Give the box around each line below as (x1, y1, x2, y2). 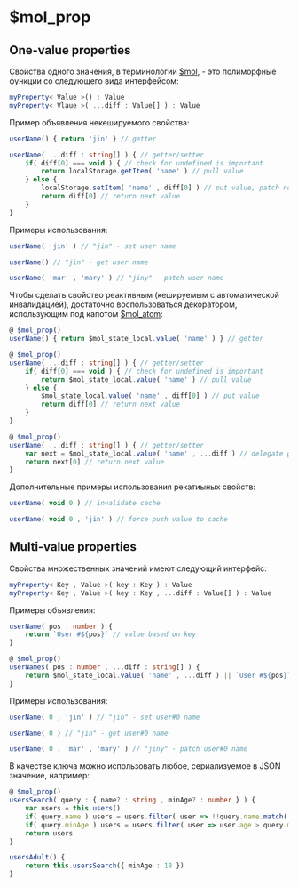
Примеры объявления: (9, 604, 96, 616)
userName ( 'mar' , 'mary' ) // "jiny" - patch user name (9, 274, 224, 283)
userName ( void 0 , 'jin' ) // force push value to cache (9, 515, 228, 524)
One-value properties (9, 43, 131, 58)
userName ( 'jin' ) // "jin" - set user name (9, 241, 176, 251)
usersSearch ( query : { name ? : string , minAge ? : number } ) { (9, 795, 256, 805)
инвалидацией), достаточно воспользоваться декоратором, (9, 299, 238, 310)
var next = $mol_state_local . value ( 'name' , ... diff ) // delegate (25, 448, 284, 458)
